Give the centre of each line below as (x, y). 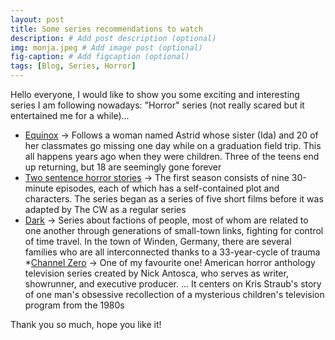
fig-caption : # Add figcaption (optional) (100, 57)
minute (39, 188)
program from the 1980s (74, 305)
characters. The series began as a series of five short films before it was (174, 199)
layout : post (37, 19)
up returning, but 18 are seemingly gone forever (123, 167)
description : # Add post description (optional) (113, 38)
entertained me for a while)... (70, 115)
